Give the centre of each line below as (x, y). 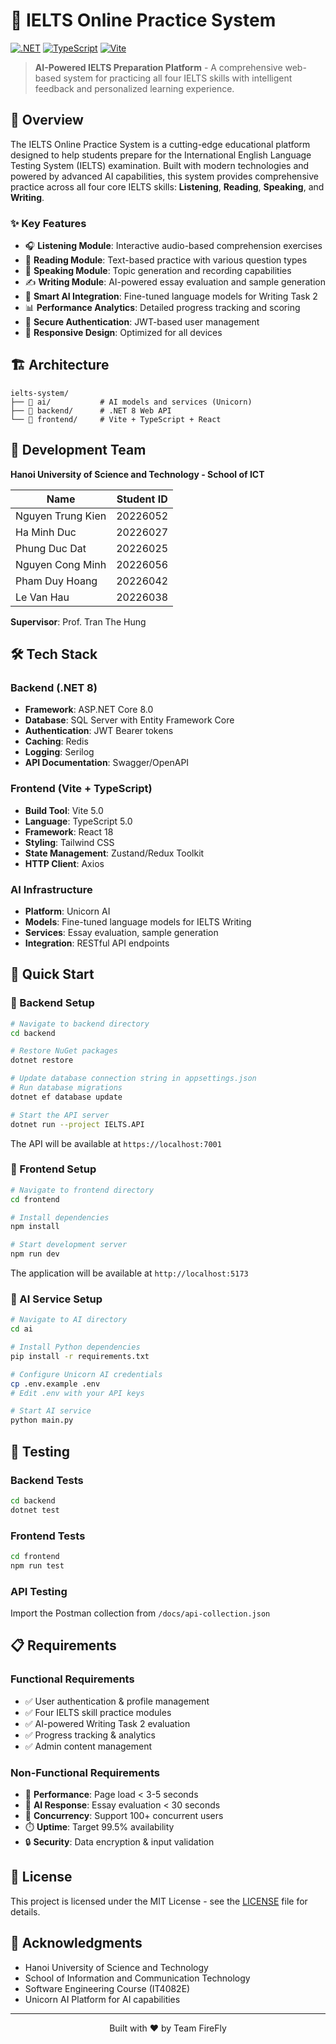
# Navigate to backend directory (80, 1024)
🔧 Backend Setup (52, 1003)
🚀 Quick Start (52, 974)
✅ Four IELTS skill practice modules (98, 1712)
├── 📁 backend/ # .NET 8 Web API (91, 410)
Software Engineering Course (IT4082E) (107, 1988)
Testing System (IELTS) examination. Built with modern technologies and (160, 165)
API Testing (39, 1591)
